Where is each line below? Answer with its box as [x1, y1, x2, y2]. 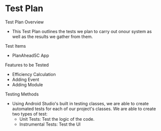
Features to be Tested [5, 62, 49, 68]
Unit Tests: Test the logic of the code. [19, 116, 95, 122]
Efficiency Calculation [12, 71, 56, 77]
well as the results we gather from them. [12, 34, 93, 39]
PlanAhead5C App [12, 52, 50, 58]
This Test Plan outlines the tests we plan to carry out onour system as [12, 28, 152, 34]
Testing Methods [5, 91, 39, 97]
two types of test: [12, 111, 48, 117]
